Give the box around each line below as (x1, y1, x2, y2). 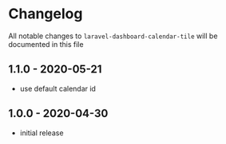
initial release (19, 128, 64, 138)
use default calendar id (19, 84, 96, 93)
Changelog (8, 5, 83, 23)
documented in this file (8, 39, 84, 49)
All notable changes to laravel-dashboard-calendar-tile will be (8, 31, 218, 41)
